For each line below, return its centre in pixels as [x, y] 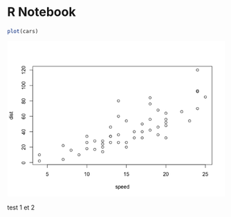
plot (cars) [23, 31]
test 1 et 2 [21, 207]
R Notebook [41, 12]
